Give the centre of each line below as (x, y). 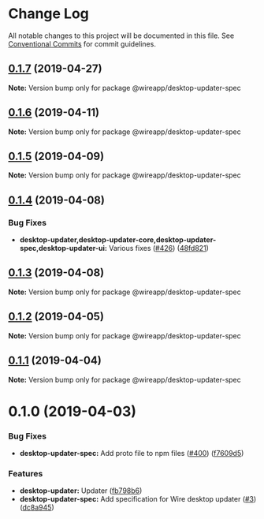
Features (26, 473)
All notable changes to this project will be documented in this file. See (121, 35)
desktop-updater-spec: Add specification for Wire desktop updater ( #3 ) (138, 499)
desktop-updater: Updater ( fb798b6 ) (81, 491)
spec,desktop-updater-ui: (63, 248)
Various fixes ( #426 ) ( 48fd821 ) (159, 248)
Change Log (48, 14)
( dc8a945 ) (37, 508)
